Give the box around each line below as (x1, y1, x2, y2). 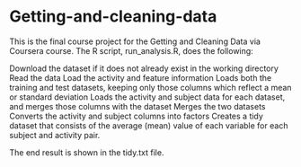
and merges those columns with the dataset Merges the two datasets (9, 101, 266, 111)
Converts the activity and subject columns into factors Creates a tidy (9, 110, 263, 121)
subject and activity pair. (9, 129, 101, 140)
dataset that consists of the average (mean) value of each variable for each (9, 119, 288, 131)
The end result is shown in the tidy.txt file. (9, 146, 164, 158)
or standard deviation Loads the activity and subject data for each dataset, (9, 92, 286, 102)
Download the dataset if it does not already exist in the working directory (9, 63, 279, 74)
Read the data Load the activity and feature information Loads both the (9, 72, 272, 83)
